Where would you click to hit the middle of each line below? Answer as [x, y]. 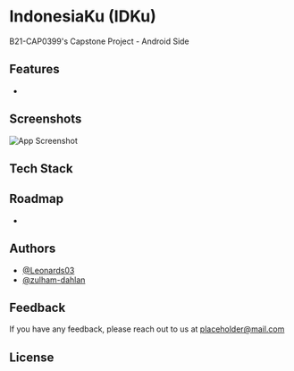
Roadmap [37, 199]
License [32, 357]
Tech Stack [41, 169]
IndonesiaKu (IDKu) [83, 17]
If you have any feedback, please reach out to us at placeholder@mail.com [147, 329]
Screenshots [46, 119]
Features [34, 69]
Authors [33, 249]
